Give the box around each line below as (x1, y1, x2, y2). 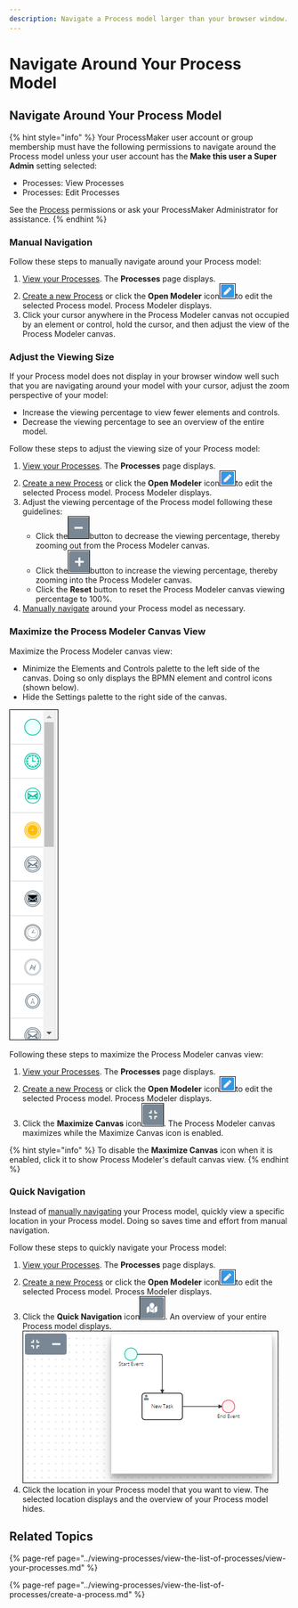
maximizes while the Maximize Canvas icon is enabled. (21, 1127, 224, 1138)
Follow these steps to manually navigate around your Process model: (9, 256, 262, 266)
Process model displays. (21, 1320, 113, 1331)
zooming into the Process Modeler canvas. (35, 575, 193, 585)
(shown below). (21, 682, 80, 692)
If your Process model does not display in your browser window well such (9, 371, 280, 382)
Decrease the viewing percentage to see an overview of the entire (21, 417, 265, 428)
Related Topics (9, 1529, 93, 1545)
